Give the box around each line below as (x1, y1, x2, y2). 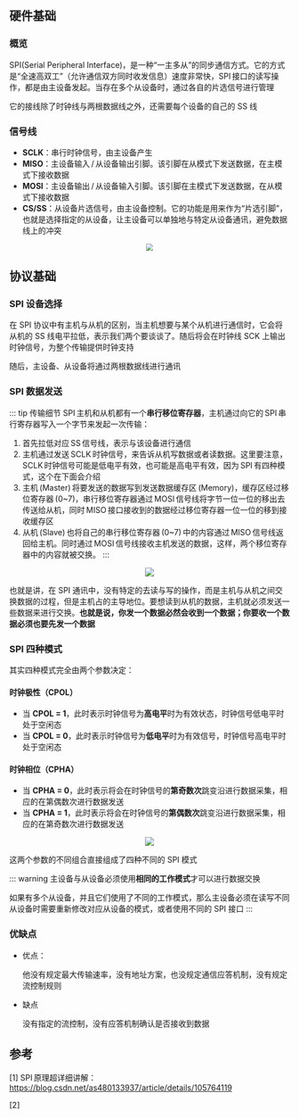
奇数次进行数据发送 (53, 819, 125, 830)
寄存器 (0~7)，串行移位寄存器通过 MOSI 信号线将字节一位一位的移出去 (29, 493, 286, 504)
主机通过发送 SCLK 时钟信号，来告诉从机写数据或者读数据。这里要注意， (21, 449, 287, 460)
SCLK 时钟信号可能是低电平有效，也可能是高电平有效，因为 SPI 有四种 (21, 460, 278, 470)
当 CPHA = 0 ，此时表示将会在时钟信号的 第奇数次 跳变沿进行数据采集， (21, 785, 280, 796)
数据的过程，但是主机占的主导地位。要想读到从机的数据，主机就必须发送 (16, 596, 282, 607)
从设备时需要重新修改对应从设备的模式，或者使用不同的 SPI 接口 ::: (9, 904, 254, 915)
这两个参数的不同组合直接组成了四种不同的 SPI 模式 (9, 855, 198, 865)
